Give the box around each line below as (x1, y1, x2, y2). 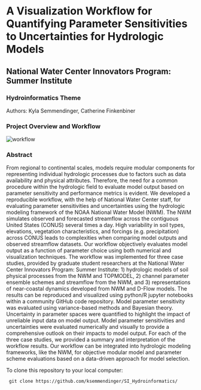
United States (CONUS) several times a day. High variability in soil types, (6, 222, 185, 229)
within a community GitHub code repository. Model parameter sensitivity (6, 298, 185, 305)
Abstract (6, 151, 33, 159)
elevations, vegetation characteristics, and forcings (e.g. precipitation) (6, 228, 179, 235)
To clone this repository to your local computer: (6, 367, 123, 374)
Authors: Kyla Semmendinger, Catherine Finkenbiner (6, 107, 136, 114)
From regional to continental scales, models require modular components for (6, 164, 195, 171)
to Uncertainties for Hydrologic (6, 30, 164, 43)
